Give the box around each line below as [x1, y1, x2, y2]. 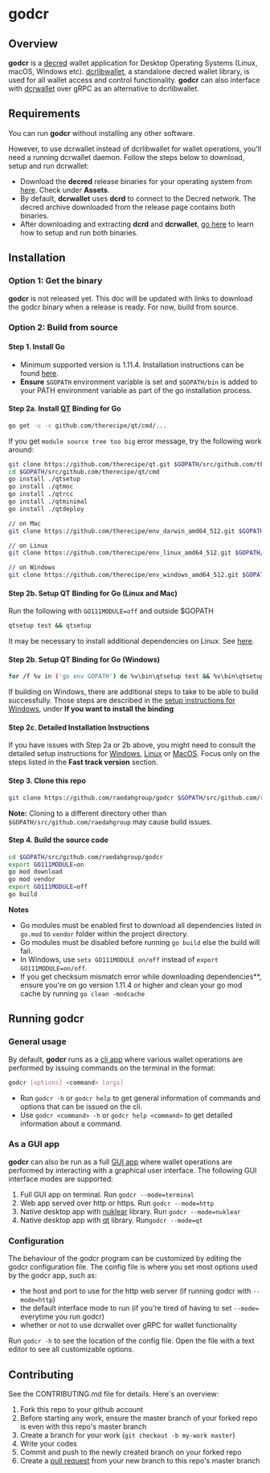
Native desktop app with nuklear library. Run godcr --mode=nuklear [19, 1206, 241, 1216]
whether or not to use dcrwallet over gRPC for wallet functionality [19, 1320, 237, 1330]
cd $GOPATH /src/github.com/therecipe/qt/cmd [8, 468, 160, 476]
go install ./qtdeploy [8, 505, 84, 513]
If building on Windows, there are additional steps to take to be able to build [8, 687, 259, 697]
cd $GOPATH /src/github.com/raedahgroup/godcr [8, 853, 163, 861]
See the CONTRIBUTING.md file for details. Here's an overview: [8, 1389, 219, 1398]
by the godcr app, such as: [8, 1270, 97, 1280]
